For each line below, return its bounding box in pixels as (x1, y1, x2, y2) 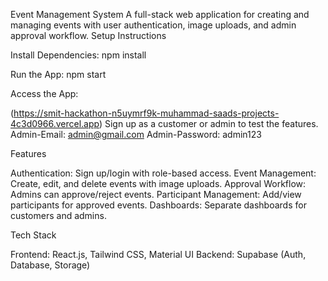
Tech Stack (10, 229, 57, 241)
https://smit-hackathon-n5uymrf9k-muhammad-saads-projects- (13, 107, 280, 119)
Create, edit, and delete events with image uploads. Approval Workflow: (10, 178, 307, 189)
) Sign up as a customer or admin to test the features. (98, 118, 319, 129)
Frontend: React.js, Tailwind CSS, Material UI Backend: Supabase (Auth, (10, 249, 307, 260)
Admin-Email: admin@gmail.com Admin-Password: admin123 (10, 129, 262, 140)
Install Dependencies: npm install (10, 49, 147, 61)
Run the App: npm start (10, 69, 107, 80)
